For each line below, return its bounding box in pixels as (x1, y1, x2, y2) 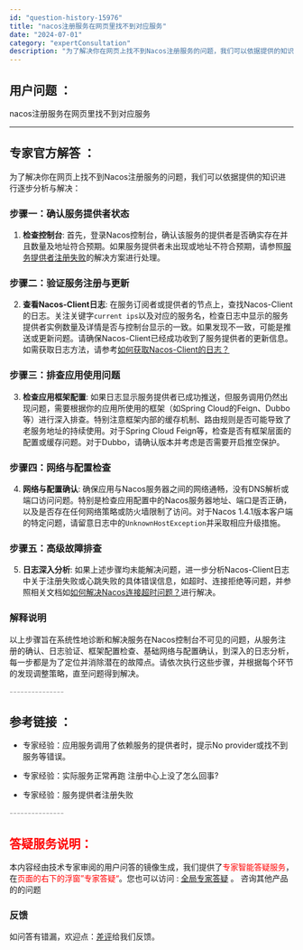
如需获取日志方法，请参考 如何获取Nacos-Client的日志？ (22, 344, 230, 355)
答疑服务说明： (9, 836, 93, 852)
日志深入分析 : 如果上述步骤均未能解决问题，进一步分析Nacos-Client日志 (22, 564, 290, 575)
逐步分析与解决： (16, 182, 81, 193)
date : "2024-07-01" (9, 30, 83, 39)
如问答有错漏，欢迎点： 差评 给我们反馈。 (9, 931, 160, 942)
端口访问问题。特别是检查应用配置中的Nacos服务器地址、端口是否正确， (22, 494, 291, 506)
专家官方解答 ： (9, 145, 96, 161)
